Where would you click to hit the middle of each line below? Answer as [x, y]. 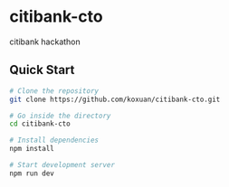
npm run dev [32, 173]
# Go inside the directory [60, 116]
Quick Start [42, 70]
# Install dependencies [54, 140]
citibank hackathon [45, 42]
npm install [32, 149]
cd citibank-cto [40, 124]
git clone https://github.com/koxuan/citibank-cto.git [115, 99]
